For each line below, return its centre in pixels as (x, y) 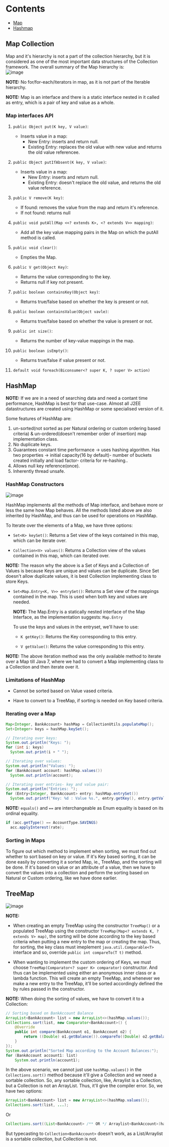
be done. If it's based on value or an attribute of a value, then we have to (81, 867)
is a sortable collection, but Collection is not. (51, 1139)
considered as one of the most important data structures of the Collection (82, 62)
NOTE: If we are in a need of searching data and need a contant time (77, 398)
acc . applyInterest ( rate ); (37, 827)
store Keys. (17, 582)
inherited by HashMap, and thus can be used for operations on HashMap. (81, 516)
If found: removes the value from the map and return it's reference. (90, 208)
